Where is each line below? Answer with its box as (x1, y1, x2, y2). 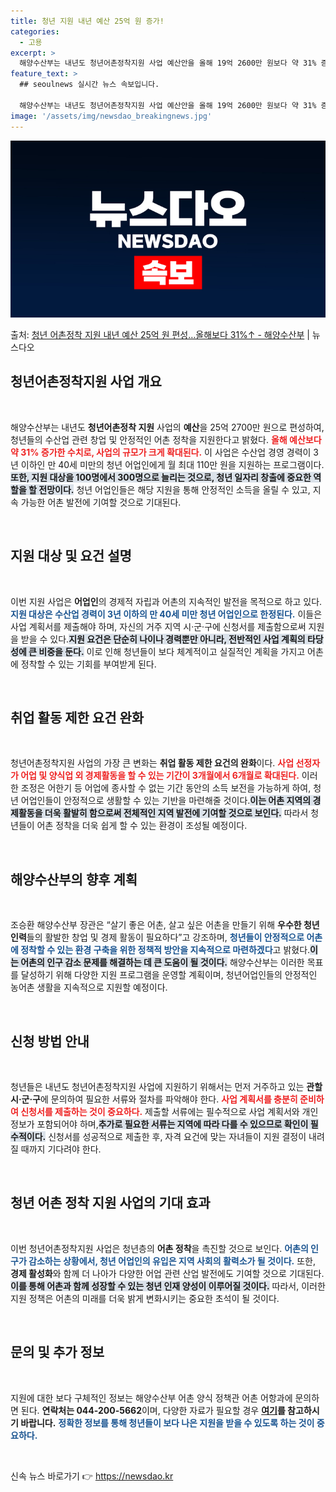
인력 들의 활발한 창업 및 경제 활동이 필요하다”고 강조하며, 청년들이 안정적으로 (10, 931, 305, 944)
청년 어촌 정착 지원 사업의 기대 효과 (10, 1195, 211, 1212)
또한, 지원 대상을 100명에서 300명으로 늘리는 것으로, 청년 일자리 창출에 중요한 (10, 471, 312, 483)
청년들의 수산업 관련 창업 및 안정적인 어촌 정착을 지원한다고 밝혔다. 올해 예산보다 (10, 433, 322, 445)
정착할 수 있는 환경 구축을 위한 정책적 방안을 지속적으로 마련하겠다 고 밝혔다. (20, 944, 311, 956)
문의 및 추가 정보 (10, 1344, 105, 1361)
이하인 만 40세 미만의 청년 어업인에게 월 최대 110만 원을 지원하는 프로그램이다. (20, 458, 325, 470)
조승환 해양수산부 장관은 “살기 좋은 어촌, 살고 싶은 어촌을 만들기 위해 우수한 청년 (10, 919, 320, 931)
